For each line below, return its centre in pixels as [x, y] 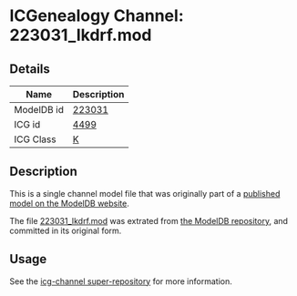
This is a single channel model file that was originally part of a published [145, 193]
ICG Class [35, 139]
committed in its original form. [66, 230]
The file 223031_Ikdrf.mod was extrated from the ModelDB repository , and [149, 220]
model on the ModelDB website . [70, 203]
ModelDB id [39, 110]
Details [30, 69]
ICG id [27, 124]
